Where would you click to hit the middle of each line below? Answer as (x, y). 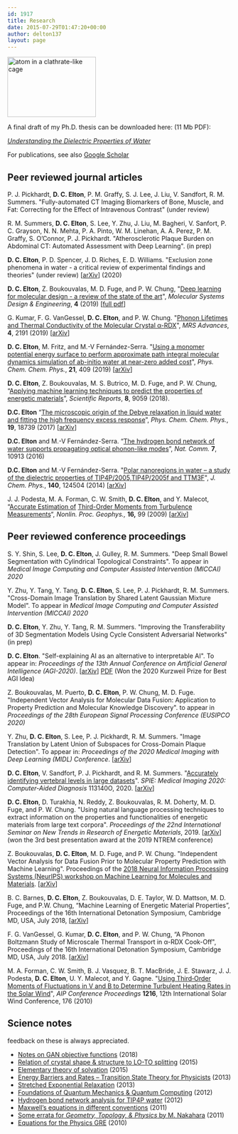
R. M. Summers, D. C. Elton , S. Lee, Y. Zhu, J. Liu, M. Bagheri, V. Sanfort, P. (117, 223)
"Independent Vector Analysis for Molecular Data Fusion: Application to (112, 700)
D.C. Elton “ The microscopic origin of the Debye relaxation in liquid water (114, 412)
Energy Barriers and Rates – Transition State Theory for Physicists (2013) (124, 1077)
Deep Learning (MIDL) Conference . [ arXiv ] (70, 759)
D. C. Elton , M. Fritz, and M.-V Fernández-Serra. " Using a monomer (106, 346)
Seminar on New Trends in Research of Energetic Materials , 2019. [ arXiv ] (114, 832)
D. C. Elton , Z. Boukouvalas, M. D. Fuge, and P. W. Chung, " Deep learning (114, 289)
